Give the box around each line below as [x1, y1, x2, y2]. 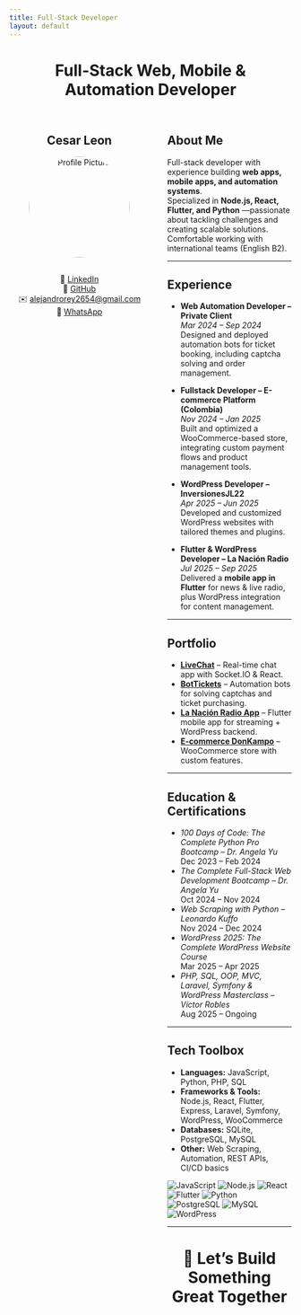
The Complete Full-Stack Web [180, 865, 292, 876]
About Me [167, 133, 224, 148]
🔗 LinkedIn [59, 274, 99, 285]
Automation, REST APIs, [180, 1152, 269, 1163]
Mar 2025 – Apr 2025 [180, 960, 260, 971]
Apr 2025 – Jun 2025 [180, 498, 260, 508]
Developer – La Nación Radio [180, 553, 289, 564]
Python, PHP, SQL [180, 1076, 247, 1087]
